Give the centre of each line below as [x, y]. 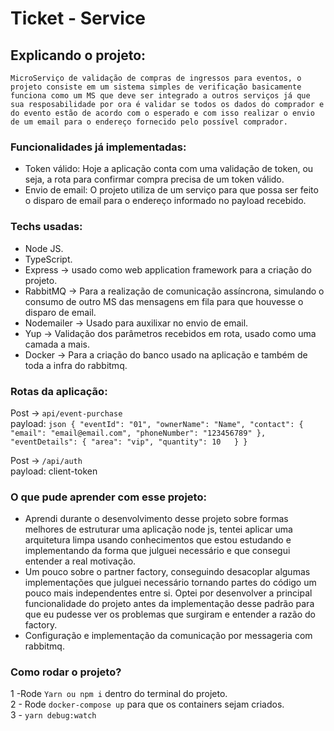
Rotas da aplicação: [59, 391]
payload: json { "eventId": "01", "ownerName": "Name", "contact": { [157, 423]
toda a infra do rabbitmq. [76, 365]
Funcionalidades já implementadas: [98, 147]
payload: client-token [54, 471]
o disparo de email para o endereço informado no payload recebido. [165, 201]
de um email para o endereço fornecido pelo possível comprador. [149, 122]
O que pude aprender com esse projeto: [108, 497]
